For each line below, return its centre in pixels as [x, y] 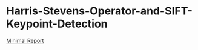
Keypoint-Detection [57, 24]
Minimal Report [25, 40]
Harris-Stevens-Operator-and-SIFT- [99, 11]
